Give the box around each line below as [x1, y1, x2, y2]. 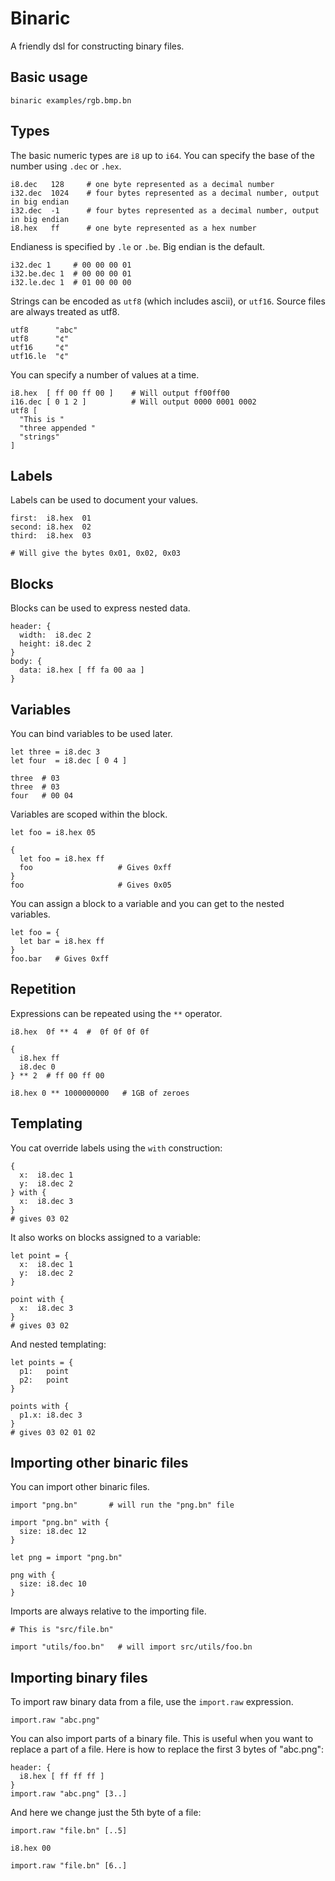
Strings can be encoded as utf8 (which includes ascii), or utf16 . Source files [10, 295, 326, 307]
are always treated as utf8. [10, 305, 120, 317]
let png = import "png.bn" [10, 1553, 123, 1563]
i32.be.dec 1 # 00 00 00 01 [10, 268, 132, 279]
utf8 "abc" [10, 325, 78, 335]
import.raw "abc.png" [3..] [10, 1789, 128, 1799]
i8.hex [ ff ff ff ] [19, 1772, 105, 1782]
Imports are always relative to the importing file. [10, 1605, 207, 1617]
